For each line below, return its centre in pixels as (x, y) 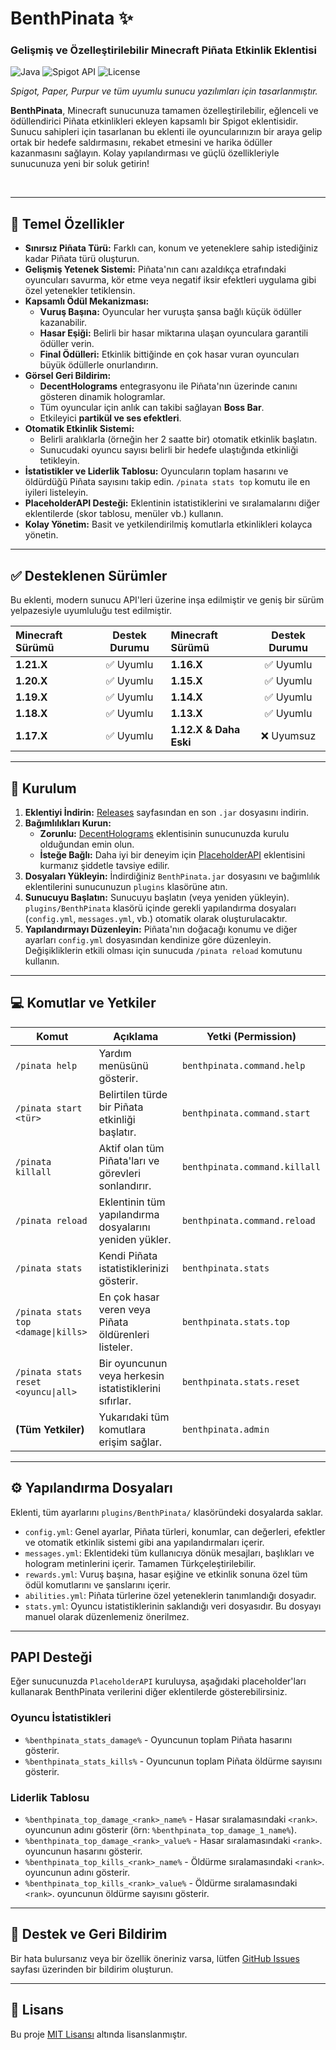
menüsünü (123, 1065)
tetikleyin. (59, 461)
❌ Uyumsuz (288, 736)
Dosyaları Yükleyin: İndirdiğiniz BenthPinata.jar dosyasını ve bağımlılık (172, 876)
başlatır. (117, 1132)
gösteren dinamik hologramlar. (102, 397)
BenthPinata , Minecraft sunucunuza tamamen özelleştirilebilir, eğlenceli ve (164, 111)
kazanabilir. (63, 323)
